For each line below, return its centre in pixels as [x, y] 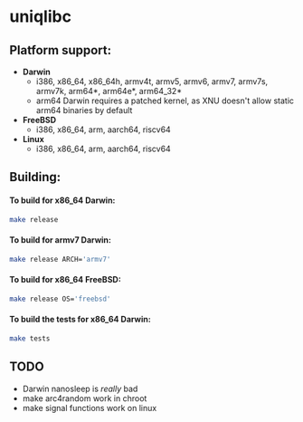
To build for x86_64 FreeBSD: [66, 280]
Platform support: [60, 50]
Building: [35, 177]
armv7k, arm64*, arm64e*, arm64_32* [109, 91]
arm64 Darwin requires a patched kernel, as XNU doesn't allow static [165, 101]
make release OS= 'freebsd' [60, 299]
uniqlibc [41, 17]
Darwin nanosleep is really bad [80, 388]
